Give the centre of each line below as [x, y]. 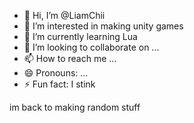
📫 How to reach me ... [70, 58]
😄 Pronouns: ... [56, 73]
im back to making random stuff [75, 107]
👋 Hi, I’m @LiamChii [64, 15]
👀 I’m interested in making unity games [103, 26]
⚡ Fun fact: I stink [59, 84]
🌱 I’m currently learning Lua [80, 36]
